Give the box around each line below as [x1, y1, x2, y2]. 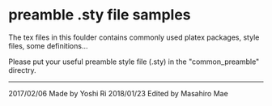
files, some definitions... [8, 40, 88, 50]
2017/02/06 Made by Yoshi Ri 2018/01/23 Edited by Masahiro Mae [8, 88, 228, 98]
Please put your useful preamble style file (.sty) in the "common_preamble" [8, 57, 260, 66]
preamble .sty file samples [8, 6, 192, 24]
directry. [8, 65, 36, 74]
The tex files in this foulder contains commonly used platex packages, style [8, 32, 260, 42]
